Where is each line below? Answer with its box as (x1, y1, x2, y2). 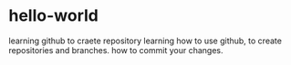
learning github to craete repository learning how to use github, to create (8, 35, 282, 46)
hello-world (8, 5, 99, 26)
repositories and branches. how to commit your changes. (8, 44, 223, 55)
